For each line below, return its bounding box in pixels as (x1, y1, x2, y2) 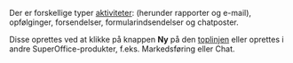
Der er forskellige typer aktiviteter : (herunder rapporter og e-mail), (9, 8, 251, 18)
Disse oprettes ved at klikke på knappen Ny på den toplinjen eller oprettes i (9, 35, 284, 44)
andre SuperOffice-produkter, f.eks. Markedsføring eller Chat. (9, 43, 235, 54)
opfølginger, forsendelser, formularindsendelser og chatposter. (9, 17, 240, 28)
